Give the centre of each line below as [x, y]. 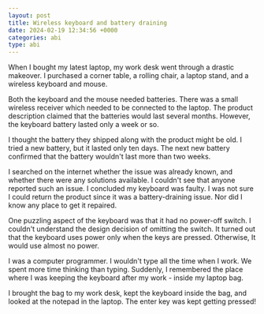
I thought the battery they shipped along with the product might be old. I [125, 140]
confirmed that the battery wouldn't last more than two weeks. [110, 157]
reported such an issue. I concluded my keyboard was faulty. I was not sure [131, 189]
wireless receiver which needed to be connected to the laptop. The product [131, 108]
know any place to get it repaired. [63, 205]
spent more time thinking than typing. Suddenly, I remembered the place [126, 270]
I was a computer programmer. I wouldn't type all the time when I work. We [130, 261]
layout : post [30, 15]
